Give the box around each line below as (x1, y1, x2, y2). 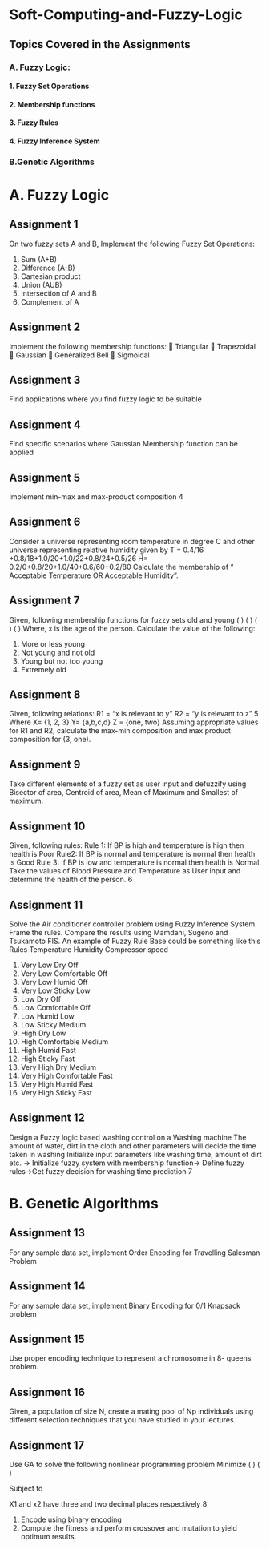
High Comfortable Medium (20, 1036, 109, 1047)
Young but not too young (20, 656, 103, 666)
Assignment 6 (9, 515, 81, 529)
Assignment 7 (9, 594, 80, 607)
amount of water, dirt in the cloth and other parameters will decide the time (9, 1140, 256, 1151)
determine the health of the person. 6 (9, 875, 133, 885)
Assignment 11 (9, 898, 83, 911)
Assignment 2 (9, 321, 81, 334)
